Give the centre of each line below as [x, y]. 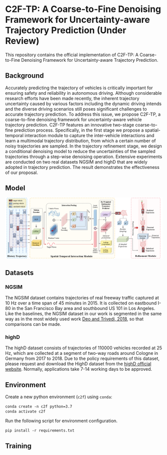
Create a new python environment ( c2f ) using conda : [59, 397]
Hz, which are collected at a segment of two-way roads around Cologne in [82, 353]
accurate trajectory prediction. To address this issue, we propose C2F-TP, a [83, 114]
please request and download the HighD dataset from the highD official [78, 364]
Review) [22, 41]
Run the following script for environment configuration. [62, 421]
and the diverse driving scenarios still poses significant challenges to [76, 109]
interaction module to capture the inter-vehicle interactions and [89, 135]
